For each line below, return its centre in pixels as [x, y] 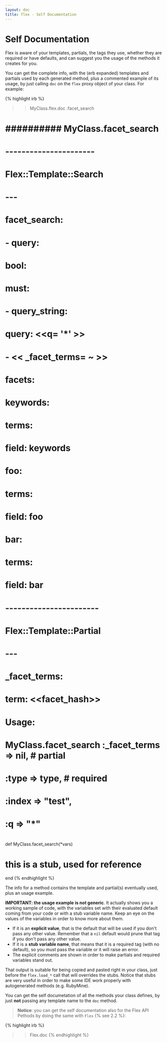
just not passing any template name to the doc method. [61, 1001]
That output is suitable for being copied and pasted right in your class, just [81, 970]
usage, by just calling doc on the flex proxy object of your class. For [75, 84]
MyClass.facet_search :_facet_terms [83, 745]
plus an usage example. [29, 893]
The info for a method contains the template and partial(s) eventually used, [82, 888]
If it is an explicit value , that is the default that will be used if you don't [84, 928]
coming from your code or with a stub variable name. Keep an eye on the [80, 913]
